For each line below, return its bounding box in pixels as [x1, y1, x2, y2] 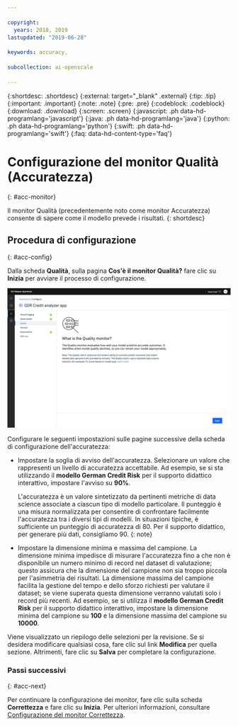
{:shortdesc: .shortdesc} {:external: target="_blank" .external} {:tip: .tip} [7, 91, 217, 100]
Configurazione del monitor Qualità [7, 154, 219, 170]
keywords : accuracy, [7, 49, 69, 56]
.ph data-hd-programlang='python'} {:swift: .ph [7, 121, 146, 130]
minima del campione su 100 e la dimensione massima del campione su [17, 611, 227, 620]
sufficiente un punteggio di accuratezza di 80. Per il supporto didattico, [17, 523, 225, 531]
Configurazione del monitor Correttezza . [7, 710, 125, 719]
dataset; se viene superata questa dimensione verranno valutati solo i [17, 589, 221, 598]
